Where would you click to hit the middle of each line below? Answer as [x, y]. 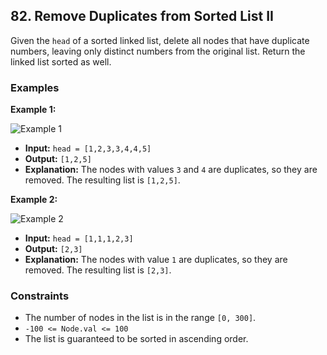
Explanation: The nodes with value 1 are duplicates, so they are [156, 260]
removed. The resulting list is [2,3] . [98, 270]
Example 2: [34, 200]
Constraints [40, 296]
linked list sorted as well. [61, 61]
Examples [35, 87]
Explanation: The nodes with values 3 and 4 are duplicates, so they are [171, 170]
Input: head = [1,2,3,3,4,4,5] [88, 148]
